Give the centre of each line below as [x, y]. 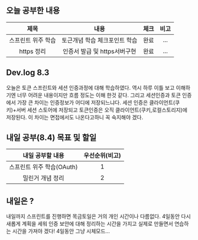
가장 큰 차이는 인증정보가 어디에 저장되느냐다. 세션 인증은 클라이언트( [96, 102]
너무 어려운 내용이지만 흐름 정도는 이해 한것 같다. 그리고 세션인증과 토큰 [99, 95]
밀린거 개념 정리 [43, 178]
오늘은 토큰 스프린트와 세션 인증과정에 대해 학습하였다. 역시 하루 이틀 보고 [90, 87]
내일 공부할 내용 [43, 155]
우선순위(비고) [102, 155]
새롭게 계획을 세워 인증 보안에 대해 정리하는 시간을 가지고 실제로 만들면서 [90, 224]
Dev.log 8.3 [28, 73]
